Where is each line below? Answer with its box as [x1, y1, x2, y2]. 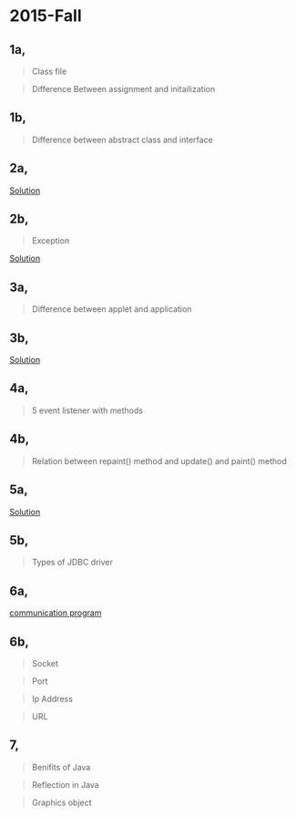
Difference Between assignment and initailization [31, 84, 216, 94]
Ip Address [31, 693, 73, 704]
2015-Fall [9, 5, 82, 26]
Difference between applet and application [31, 304, 192, 315]
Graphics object [31, 797, 93, 808]
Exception [31, 235, 70, 246]
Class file [31, 66, 67, 77]
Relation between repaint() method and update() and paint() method [31, 455, 287, 466]
